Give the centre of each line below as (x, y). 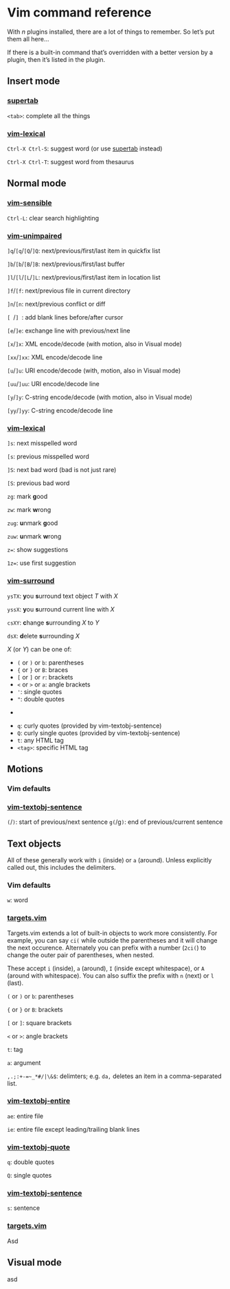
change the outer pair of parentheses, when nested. (81, 955)
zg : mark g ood (27, 497)
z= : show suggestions (38, 550)
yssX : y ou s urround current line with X (61, 609)
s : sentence (24, 1208)
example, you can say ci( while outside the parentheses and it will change (112, 940)
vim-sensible (30, 203)
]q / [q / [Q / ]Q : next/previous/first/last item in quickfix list (84, 250)
